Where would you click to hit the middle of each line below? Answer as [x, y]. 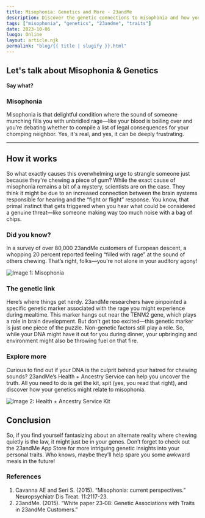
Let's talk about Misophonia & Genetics [82, 71]
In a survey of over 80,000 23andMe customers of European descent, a [96, 248]
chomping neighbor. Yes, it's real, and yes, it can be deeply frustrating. [95, 134]
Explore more [27, 356]
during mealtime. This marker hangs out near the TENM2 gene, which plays [101, 315]
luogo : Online [24, 35]
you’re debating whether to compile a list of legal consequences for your [98, 127]
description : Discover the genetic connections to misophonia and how [98, 18]
